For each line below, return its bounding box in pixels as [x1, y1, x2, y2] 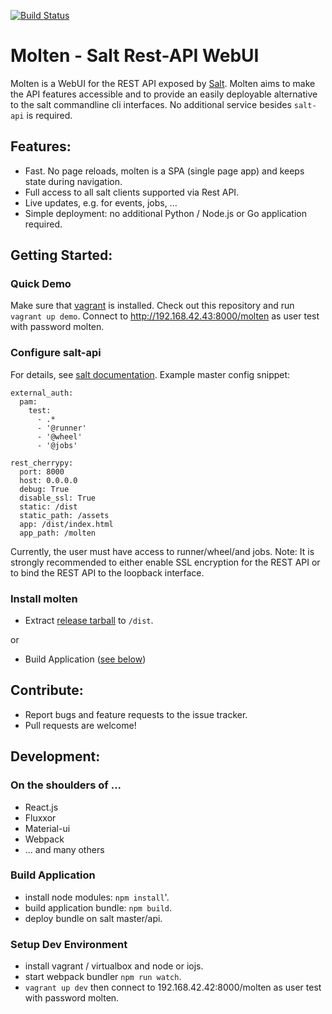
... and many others [24, 843, 105, 855]
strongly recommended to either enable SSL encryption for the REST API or [10, 556, 321, 568]
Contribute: [10, 682, 84, 699]
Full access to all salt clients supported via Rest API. [24, 186, 240, 198]
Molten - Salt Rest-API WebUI [10, 45, 260, 67]
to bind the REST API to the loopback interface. [10, 566, 205, 579]
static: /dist [19, 501, 78, 512]
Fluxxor [24, 811, 57, 824]
